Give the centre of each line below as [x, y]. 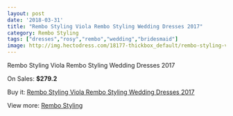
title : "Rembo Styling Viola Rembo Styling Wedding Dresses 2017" [105, 26]
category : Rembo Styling [43, 33]
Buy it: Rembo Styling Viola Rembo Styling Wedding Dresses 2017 [101, 92]
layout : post [26, 13]
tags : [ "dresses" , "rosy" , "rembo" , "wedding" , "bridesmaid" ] [93, 39]
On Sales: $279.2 [32, 79]
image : [17, 46]
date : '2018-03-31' [35, 20]
